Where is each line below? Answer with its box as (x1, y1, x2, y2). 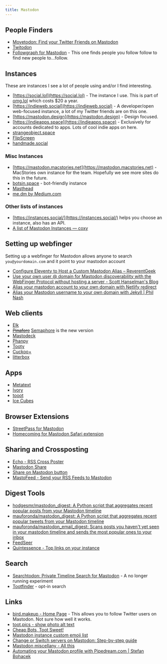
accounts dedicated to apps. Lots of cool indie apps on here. (12, 124, 138, 130)
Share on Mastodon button (12, 469, 68, 475)
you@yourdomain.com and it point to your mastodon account (5, 258, 125, 264)
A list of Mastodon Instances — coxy (12, 225, 88, 231)
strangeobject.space (12, 129, 55, 135)
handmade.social (12, 140, 48, 146)
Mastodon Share (12, 463, 47, 470)
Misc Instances (5, 153, 43, 160)
